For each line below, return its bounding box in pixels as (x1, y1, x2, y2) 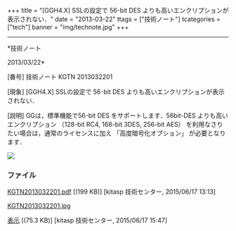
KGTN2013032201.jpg (7, 201, 71, 210)
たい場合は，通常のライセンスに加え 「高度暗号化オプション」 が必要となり (7, 129, 226, 137)
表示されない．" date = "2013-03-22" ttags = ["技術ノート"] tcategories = (7, 15, 221, 23)
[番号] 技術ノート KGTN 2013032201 (7, 73, 113, 81)
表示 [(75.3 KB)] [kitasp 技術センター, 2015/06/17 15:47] (7, 216, 168, 225)
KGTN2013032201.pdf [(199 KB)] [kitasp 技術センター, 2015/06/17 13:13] (7, 187, 216, 196)
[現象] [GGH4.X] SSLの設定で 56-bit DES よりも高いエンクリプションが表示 (7, 87, 225, 96)
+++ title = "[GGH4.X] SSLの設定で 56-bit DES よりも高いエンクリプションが (7, 6, 229, 14)
